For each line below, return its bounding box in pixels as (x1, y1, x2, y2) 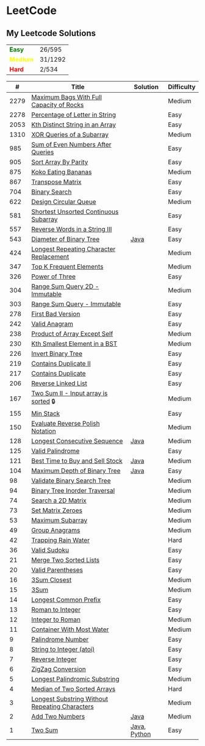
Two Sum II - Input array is (31, 389, 108, 397)
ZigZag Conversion (31, 665, 87, 673)
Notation (31, 427, 56, 435)
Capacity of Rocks (31, 101, 84, 109)
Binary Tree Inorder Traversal (31, 487, 115, 494)
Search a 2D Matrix (31, 496, 87, 504)
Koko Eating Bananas (31, 168, 92, 176)
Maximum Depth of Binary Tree (31, 466, 121, 475)
